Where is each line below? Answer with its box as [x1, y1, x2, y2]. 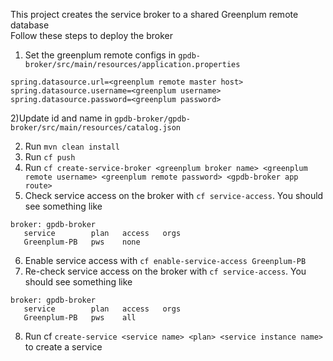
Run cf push [24, 151, 76, 163]
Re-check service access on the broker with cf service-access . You [24, 265, 307, 277]
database [10, 19, 50, 31]
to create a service [24, 341, 103, 353]
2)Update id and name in [10, 112, 113, 124]
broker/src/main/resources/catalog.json [10, 123, 182, 133]
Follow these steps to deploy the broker [10, 30, 173, 41]
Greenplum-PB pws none [23, 237, 141, 247]
